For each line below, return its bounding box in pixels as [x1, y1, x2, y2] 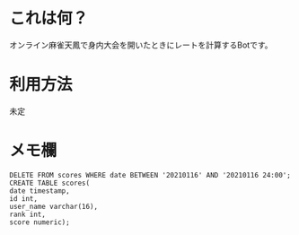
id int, [9, 194, 39, 203]
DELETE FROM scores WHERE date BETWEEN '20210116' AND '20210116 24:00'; [9, 170, 292, 179]
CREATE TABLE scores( [9, 178, 91, 187]
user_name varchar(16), [9, 202, 99, 211]
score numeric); [9, 217, 70, 227]
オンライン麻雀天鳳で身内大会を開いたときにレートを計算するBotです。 [9, 39, 273, 50]
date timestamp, [9, 186, 70, 196]
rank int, [9, 210, 47, 219]
